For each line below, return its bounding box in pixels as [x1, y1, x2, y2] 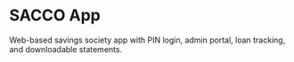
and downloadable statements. [9, 43, 123, 54]
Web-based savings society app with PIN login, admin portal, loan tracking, [9, 35, 286, 45]
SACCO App [9, 5, 101, 26]
